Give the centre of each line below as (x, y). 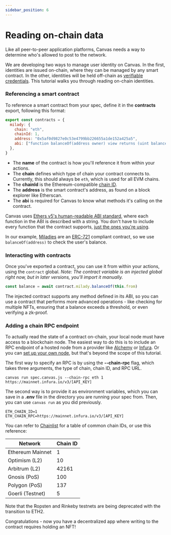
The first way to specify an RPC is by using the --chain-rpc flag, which (80, 363)
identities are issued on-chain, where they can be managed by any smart (82, 70)
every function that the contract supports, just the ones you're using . (78, 227)
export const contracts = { (35, 120)
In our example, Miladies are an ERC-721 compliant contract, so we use (80, 236)
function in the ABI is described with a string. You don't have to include (80, 221)
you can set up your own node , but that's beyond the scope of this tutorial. (83, 353)
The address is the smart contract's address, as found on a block (81, 190)
